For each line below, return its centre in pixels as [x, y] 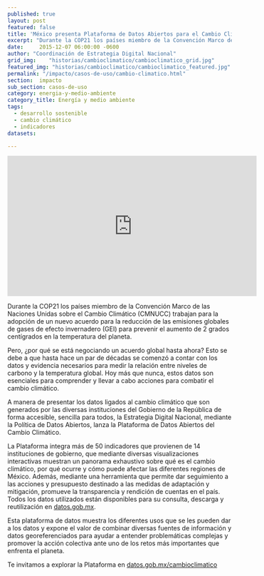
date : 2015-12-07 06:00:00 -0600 [63, 47]
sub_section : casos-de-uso [47, 87]
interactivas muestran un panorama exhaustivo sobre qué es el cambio [111, 461]
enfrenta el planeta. [36, 551]
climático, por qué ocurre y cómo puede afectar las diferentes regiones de [116, 469]
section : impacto [35, 80]
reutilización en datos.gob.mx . [52, 507]
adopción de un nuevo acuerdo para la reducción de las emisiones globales [118, 322]
